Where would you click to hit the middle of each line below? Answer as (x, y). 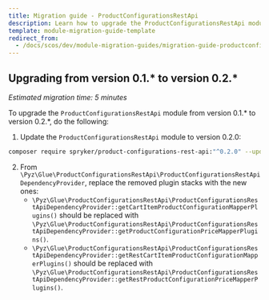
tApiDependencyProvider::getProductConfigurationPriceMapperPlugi (145, 231)
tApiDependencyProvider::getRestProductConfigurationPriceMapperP (145, 279)
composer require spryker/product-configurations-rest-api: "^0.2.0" (125, 152)
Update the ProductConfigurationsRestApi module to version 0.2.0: (130, 136)
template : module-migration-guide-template (82, 30)
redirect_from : (34, 38)
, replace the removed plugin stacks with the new (166, 182)
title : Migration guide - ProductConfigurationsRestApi (103, 16)
